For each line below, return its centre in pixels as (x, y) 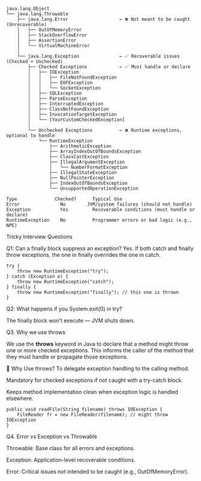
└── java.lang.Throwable (37, 14)
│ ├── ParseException (57, 98)
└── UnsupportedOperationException (94, 189)
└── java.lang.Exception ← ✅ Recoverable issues (99, 56)
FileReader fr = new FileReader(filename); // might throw (93, 415)
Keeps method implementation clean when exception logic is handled (92, 392)
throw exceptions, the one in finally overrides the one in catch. (84, 255)
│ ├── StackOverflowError (52, 35)
